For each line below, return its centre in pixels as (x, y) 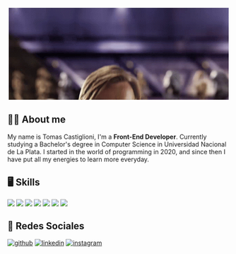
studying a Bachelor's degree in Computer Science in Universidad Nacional (117, 144)
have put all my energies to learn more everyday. (78, 159)
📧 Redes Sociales (46, 226)
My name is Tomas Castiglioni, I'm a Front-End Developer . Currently (107, 137)
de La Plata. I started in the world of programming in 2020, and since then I (117, 151)
